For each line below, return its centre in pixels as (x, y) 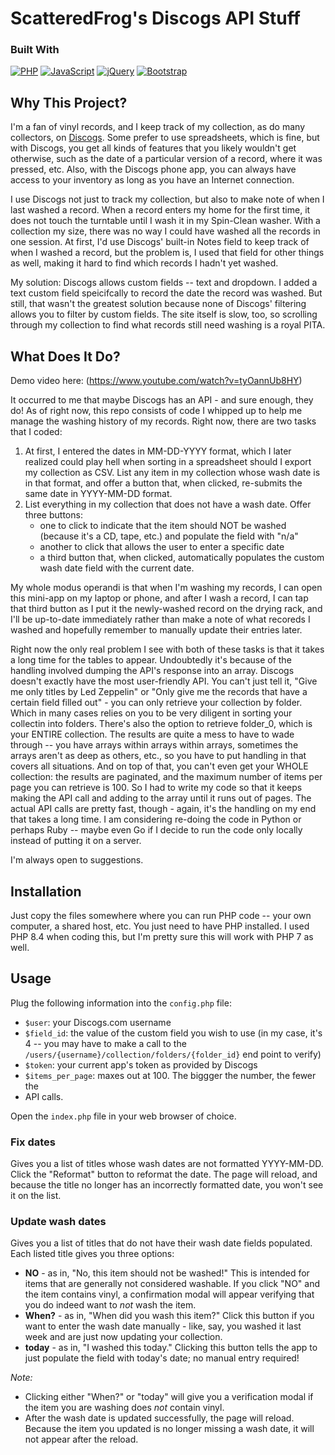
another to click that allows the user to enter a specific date (162, 547)
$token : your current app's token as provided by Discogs (141, 1064)
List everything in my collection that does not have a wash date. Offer (168, 504)
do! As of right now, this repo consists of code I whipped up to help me (156, 411)
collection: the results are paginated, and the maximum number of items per (166, 777)
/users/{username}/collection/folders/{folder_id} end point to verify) (173, 1054)
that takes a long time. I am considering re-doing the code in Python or (156, 819)
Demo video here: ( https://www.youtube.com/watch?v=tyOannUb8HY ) (156, 381)
